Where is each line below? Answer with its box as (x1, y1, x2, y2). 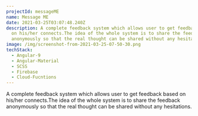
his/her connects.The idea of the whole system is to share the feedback (6, 97, 181, 104)
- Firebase (11, 69, 38, 75)
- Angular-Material (11, 58, 60, 64)
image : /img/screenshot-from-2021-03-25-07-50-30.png (6, 42, 141, 48)
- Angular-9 (11, 52, 41, 58)
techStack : (6, 47, 33, 53)
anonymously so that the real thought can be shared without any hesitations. (6, 103, 192, 110)
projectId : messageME (6, 8, 60, 15)
